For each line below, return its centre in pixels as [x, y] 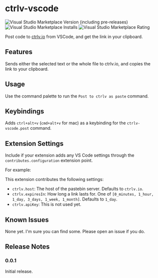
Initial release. [19, 271]
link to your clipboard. [27, 69]
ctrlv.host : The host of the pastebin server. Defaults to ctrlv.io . [78, 189]
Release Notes [27, 247]
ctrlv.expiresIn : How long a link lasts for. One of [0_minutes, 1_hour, [83, 194]
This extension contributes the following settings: [54, 179]
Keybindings [25, 111]
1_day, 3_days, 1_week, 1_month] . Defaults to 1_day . [65, 199]
